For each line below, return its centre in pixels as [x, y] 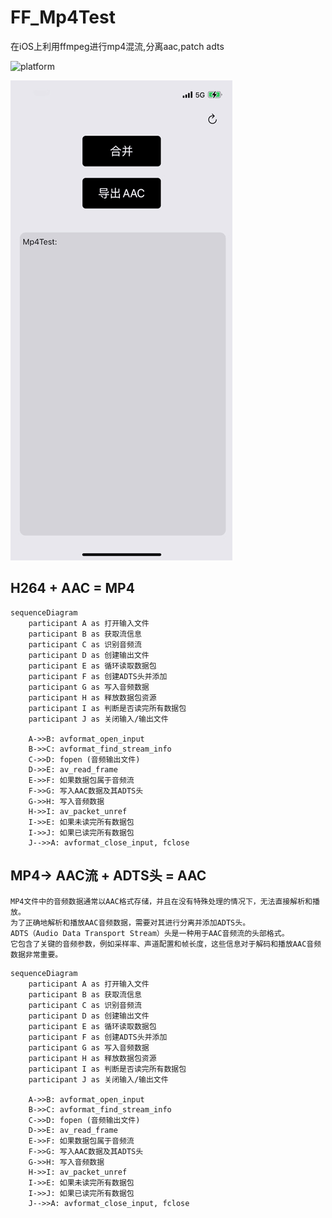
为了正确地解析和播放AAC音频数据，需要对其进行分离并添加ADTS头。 [130, 922]
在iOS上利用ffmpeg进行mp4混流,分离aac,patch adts [117, 46]
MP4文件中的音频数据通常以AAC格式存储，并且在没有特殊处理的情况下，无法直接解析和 [161, 901]
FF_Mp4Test [63, 17]
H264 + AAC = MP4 [72, 588]
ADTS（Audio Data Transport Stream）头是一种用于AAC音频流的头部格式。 [150, 933]
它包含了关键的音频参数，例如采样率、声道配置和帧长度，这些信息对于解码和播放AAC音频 [166, 944]
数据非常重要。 [36, 954]
